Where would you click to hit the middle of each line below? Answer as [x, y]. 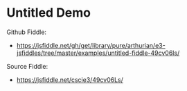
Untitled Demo [49, 13]
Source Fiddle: [27, 66]
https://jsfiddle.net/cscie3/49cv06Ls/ [70, 80]
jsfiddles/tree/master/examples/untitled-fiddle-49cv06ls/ [98, 53]
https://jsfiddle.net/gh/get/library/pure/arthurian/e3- [91, 45]
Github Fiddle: [26, 32]
